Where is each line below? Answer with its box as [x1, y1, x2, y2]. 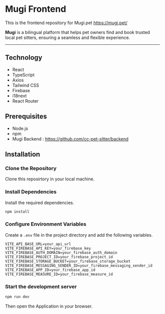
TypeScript [12, 71, 35, 77]
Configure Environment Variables [5, 221, 87, 228]
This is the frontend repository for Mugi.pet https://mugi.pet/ [5, 20, 128, 26]
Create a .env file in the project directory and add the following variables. [5, 232, 153, 238]
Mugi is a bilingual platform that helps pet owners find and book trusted [5, 29, 150, 35]
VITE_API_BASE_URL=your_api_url [5, 242, 71, 246]
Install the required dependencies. [5, 200, 75, 206]
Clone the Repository [5, 165, 57, 172]
